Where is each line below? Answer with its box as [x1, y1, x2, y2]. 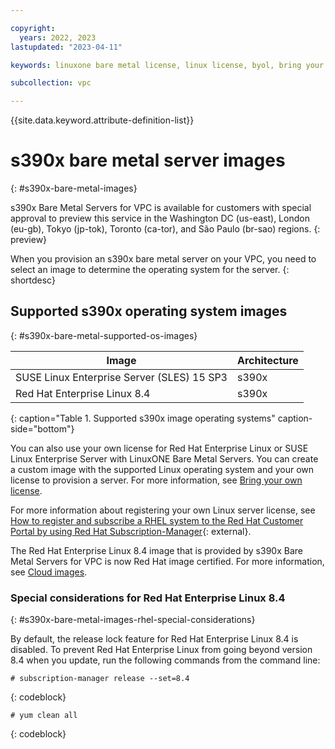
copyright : [10, 23, 56, 33]
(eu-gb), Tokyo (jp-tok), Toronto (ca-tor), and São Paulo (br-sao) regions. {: [10, 223, 321, 235]
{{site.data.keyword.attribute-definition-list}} [10, 114, 195, 126]
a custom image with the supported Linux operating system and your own [10, 463, 315, 475]
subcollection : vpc [10, 78, 92, 88]
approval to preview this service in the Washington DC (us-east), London [10, 212, 310, 225]
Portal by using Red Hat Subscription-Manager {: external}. [10, 525, 252, 537]
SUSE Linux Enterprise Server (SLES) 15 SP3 [15, 370, 228, 384]
